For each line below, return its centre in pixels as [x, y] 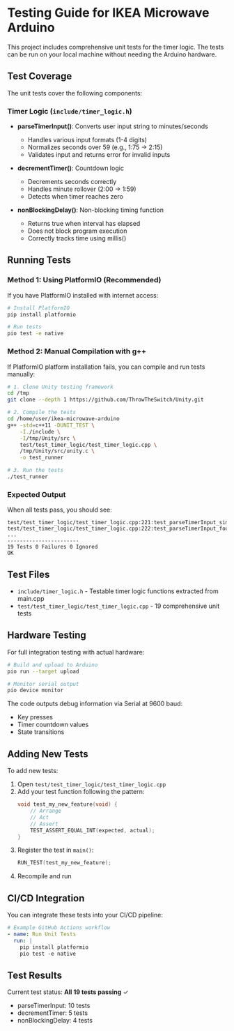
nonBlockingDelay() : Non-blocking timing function [90, 210]
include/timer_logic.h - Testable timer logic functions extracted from [118, 591]
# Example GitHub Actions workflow [59, 928]
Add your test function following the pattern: [81, 792]
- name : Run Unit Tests [42, 934]
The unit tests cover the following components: [75, 93]
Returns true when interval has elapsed [84, 224]
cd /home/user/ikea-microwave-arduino [63, 419]
